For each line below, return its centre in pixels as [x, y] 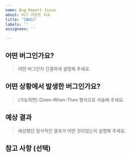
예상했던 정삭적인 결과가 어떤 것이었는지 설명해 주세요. [72, 130]
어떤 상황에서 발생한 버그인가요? [53, 87]
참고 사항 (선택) [28, 148]
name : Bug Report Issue [31, 10]
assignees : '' [20, 29]
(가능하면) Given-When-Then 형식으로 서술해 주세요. [71, 100]
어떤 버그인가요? [30, 55]
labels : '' [17, 24]
